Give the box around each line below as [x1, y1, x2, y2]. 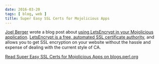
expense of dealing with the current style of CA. [5, 44, 101, 51]
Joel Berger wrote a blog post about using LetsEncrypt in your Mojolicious [5, 29, 154, 35]
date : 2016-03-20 [5, 7, 40, 12]
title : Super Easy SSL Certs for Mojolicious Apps [5, 16, 110, 21]
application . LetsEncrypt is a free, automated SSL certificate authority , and [5, 34, 155, 40]
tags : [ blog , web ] [5, 12, 47, 16]
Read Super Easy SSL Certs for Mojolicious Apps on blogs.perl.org [5, 54, 139, 60]
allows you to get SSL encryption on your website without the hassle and [5, 39, 151, 45]
